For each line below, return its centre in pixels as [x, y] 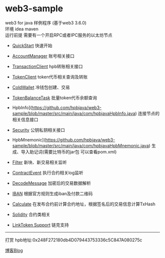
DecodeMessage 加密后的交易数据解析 [52, 183]
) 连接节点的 [147, 113]
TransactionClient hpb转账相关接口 [47, 66]
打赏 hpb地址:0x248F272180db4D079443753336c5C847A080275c [74, 240]
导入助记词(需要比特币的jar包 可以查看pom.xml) [69, 152]
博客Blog [14, 250]
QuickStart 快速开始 [32, 45]
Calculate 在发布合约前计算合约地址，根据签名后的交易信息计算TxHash [84, 204]
